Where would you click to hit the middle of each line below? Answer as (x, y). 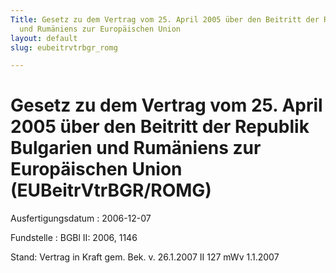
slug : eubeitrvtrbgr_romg (64, 47)
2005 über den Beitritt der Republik (160, 127)
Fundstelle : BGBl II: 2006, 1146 (74, 238)
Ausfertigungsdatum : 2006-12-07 (81, 218)
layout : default (44, 38)
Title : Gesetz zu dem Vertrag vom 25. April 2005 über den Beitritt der (165, 19)
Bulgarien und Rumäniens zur (136, 148)
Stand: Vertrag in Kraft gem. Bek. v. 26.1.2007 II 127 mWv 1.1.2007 (145, 257)
